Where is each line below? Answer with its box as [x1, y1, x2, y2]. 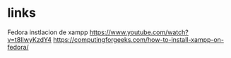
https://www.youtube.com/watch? [89, 28, 189, 36]
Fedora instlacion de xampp [7, 28, 88, 36]
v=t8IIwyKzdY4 [7, 35, 52, 43]
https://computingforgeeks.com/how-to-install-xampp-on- [52, 35, 225, 43]
